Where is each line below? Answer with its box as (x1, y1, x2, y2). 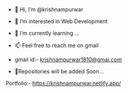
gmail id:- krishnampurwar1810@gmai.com (14, 56, 123, 63)
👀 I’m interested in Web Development (14, 18, 108, 24)
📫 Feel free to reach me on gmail (14, 42, 99, 49)
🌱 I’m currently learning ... (14, 29, 80, 37)
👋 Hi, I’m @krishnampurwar (14, 6, 84, 13)
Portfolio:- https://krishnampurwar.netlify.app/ (5, 80, 121, 87)
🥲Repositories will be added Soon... (14, 68, 104, 75)
